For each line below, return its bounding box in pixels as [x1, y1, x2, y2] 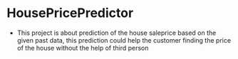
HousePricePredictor [6, 5, 134, 21]
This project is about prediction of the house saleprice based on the [16, 28, 217, 37]
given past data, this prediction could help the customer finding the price [16, 36, 232, 44]
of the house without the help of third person [16, 43, 149, 52]
